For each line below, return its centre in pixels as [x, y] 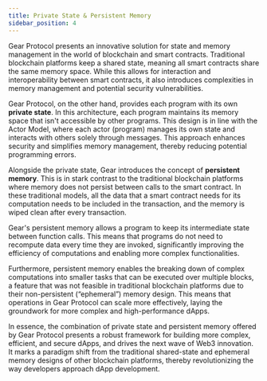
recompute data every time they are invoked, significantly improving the [126, 245]
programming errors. [43, 154]
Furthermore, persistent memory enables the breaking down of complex [127, 269]
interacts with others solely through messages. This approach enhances [127, 137]
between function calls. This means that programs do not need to [116, 236]
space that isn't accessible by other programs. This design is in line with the [133, 120]
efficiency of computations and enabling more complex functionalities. [124, 253]
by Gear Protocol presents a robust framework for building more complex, [130, 335]
